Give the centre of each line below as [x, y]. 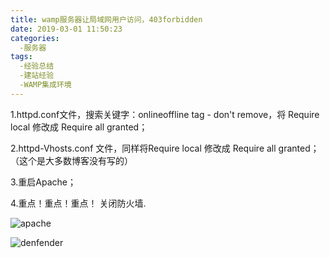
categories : [35, 38]
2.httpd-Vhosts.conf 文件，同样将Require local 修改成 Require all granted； [165, 148]
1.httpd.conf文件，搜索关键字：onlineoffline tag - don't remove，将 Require [165, 114]
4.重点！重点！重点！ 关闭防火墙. [78, 203]
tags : [21, 57]
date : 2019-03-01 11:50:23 [66, 29]
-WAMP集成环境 [45, 85]
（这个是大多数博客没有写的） [71, 160]
